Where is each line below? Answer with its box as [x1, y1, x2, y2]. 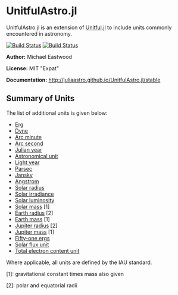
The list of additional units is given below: [6, 109, 108, 117]
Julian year [14, 146, 42, 153]
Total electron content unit [14, 247, 80, 254]
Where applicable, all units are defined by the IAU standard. [6, 259, 152, 266]
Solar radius [14, 184, 45, 191]
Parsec [14, 165, 33, 172]
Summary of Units [6, 93, 75, 103]
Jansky [14, 171, 33, 178]
